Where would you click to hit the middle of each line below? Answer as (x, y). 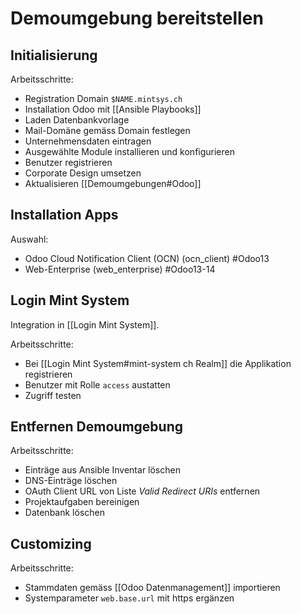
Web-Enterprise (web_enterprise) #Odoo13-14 (120, 269)
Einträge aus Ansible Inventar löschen (102, 470)
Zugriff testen (53, 395)
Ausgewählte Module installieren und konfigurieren (130, 151)
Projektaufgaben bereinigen (82, 502)
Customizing (51, 543)
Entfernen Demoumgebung (96, 427)
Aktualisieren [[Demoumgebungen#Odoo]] (113, 183)
